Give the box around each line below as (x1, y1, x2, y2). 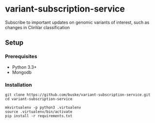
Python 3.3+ (12, 64, 37, 70)
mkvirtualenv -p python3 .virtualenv (5, 105, 81, 110)
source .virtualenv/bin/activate (5, 109, 73, 114)
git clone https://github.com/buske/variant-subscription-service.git (5, 92, 151, 97)
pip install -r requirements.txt (5, 113, 73, 118)
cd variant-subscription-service (5, 96, 73, 101)
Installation (5, 81, 32, 88)
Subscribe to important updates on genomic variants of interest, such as (5, 19, 150, 25)
